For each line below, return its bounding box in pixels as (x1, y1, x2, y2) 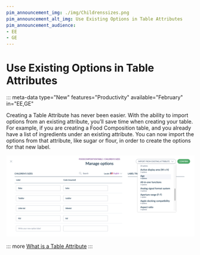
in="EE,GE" (6, 100, 34, 107)
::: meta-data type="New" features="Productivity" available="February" (6, 94, 183, 101)
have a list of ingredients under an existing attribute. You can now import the (6, 131, 194, 138)
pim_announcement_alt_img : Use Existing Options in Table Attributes (6, 16, 183, 22)
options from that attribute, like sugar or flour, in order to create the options (6, 137, 191, 145)
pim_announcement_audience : (6, 22, 76, 28)
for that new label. (6, 143, 51, 150)
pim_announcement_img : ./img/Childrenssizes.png (6, 10, 130, 16)
